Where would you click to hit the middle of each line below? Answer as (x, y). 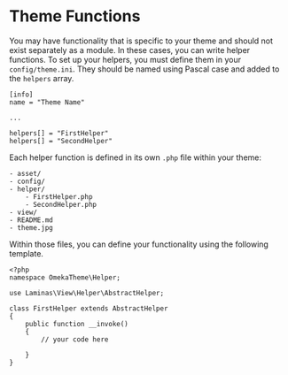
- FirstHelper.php (59, 196)
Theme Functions (75, 16)
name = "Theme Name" (47, 102)
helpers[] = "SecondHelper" (61, 141)
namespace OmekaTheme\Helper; (65, 277)
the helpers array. (42, 78)
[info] (21, 95)
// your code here (75, 339)
